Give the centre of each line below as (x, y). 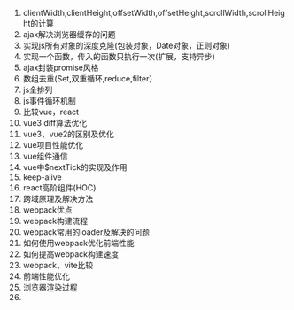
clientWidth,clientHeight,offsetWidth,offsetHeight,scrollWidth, (135, 13)
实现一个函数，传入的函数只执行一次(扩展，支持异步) (119, 56)
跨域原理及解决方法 (58, 199)
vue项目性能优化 (53, 145)
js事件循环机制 (49, 101)
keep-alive (42, 177)
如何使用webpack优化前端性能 (78, 243)
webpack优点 (47, 210)
